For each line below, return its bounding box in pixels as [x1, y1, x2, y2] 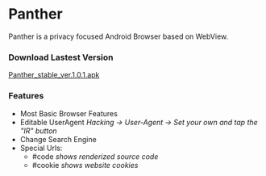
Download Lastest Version [8, 52, 114, 63]
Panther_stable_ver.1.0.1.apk [8, 70, 100, 80]
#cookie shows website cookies [31, 160, 139, 170]
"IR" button [19, 126, 58, 136]
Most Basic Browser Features [19, 108, 118, 118]
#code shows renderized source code [31, 151, 159, 161]
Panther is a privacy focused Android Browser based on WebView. [8, 31, 229, 41]
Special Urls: [19, 143, 63, 153]
